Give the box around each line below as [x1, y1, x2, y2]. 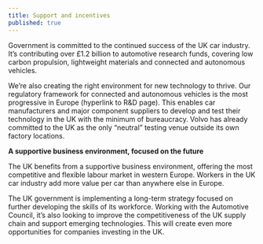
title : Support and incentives [8, 11, 111, 20]
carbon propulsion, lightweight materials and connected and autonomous [8, 57, 246, 67]
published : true [8, 19, 61, 27]
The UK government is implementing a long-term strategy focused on [8, 194, 234, 203]
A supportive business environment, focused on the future [8, 146, 204, 156]
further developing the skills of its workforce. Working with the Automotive [8, 201, 249, 211]
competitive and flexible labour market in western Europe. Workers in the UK [8, 170, 256, 179]
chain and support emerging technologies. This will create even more [8, 218, 232, 228]
